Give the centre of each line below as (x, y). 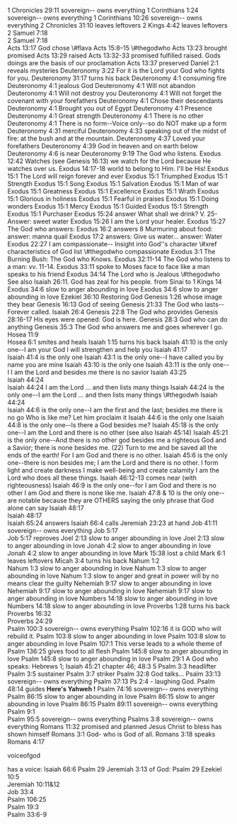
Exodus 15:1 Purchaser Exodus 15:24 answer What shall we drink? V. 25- (112, 214)
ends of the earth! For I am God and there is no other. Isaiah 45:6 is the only (117, 455)
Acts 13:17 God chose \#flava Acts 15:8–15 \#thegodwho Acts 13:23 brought (117, 48)
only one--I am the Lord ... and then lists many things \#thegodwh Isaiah (112, 395)
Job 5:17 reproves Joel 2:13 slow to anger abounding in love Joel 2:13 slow (116, 538)
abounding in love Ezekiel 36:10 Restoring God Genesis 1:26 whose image (115, 297)
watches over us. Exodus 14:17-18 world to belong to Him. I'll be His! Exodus (118, 169)
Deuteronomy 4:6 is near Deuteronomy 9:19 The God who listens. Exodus (114, 153)
